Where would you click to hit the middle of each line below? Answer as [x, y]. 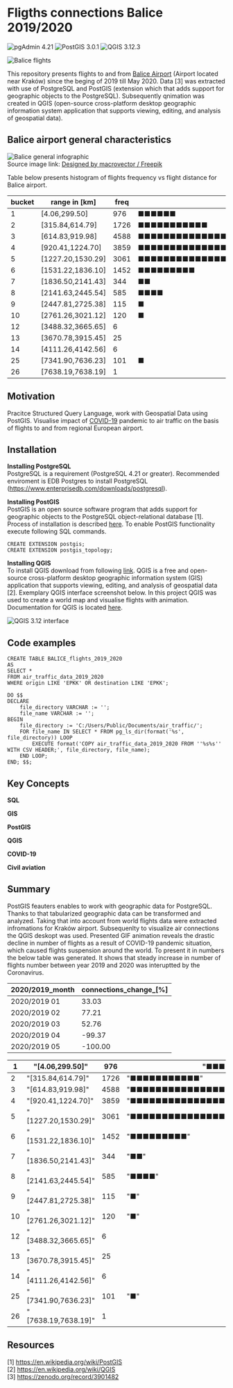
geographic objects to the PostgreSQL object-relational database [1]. [105, 517]
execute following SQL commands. [57, 531]
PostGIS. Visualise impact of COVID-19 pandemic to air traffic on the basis [113, 420]
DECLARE [18, 702]
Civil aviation [26, 867]
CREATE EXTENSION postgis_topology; [60, 550]
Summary [29, 890]
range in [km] [74, 201]
